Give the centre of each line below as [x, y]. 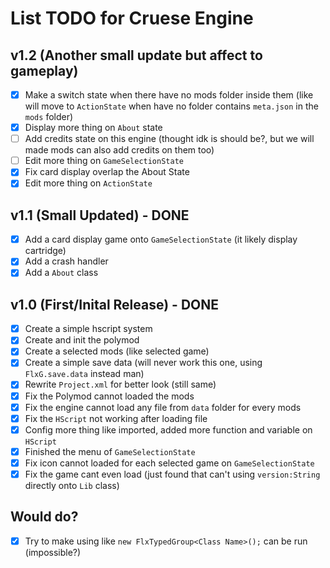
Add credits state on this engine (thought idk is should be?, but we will [169, 139]
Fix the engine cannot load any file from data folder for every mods [163, 407]
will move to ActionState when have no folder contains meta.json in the [171, 106]
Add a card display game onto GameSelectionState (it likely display [161, 239]
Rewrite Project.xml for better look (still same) [120, 384]
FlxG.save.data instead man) [84, 374]
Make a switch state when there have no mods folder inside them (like [169, 95]
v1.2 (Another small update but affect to [136, 55]
